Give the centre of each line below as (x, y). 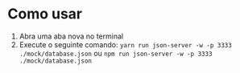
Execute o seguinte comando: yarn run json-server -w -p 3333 (126, 44)
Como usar (45, 14)
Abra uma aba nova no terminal (71, 36)
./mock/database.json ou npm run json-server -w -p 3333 (116, 53)
